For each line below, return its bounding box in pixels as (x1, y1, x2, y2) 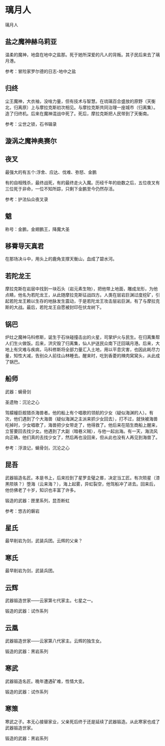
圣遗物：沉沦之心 (5, 399, 40, 405)
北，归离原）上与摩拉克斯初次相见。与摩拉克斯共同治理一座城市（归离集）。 (5, 104, 158, 110)
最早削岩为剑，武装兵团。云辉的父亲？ (5, 538, 82, 544)
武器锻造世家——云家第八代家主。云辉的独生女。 (5, 637, 104, 644)
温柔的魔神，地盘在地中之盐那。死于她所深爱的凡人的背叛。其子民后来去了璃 (5, 51, 160, 57)
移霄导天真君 (5, 242, 44, 250)
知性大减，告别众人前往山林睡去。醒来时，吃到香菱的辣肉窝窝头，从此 (13, 353, 156, 359)
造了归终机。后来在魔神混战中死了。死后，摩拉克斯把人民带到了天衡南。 (5, 111, 151, 116)
